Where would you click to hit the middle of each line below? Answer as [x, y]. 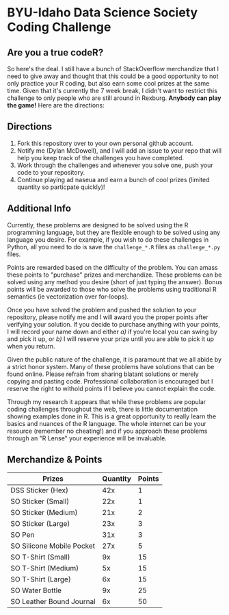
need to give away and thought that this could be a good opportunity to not [113, 76]
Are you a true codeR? [55, 52]
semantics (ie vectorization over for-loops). [68, 297]
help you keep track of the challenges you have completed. [100, 158]
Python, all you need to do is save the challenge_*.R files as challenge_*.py [114, 247]
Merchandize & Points [55, 460]
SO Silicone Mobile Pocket [53, 546]
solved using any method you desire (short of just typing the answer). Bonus [115, 281]
